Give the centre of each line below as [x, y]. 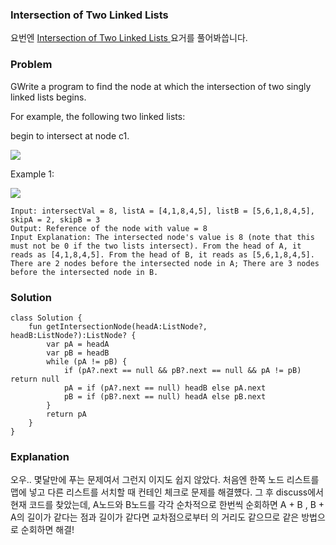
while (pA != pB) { [87, 361]
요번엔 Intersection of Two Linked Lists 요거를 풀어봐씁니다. [129, 38]
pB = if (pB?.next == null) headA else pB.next [165, 396]
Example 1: [32, 174]
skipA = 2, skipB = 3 [55, 219]
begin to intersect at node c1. [70, 135]
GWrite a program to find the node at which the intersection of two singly [161, 86]
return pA [66, 414]
